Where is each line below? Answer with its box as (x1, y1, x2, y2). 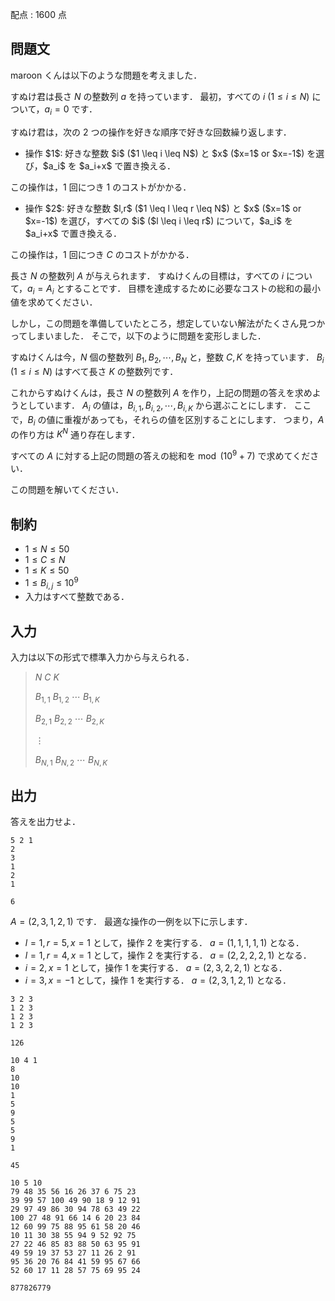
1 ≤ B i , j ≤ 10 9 (24, 574, 79, 591)
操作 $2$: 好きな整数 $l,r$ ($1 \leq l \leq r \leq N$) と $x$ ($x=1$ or (24, 202, 302, 214)
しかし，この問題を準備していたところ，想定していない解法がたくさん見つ (10, 318, 317, 330)
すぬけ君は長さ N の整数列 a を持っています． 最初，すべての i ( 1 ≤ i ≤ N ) (10, 90, 310, 102)
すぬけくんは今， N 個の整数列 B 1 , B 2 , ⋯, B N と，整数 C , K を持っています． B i (10, 351, 325, 366)
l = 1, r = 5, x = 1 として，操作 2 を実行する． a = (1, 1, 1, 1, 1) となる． (24, 937, 305, 949)
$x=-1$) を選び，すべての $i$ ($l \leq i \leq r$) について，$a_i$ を (24, 214, 293, 227)
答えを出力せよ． (10, 816, 81, 828)
